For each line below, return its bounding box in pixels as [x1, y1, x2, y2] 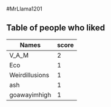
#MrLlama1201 [6, 5, 42, 12]
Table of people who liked [6, 22, 105, 33]
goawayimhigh [9, 91, 52, 99]
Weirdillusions [9, 71, 50, 79]
